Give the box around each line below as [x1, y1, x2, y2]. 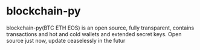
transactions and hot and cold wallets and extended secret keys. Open [6, 30, 182, 37]
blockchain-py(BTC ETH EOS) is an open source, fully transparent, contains [6, 24, 195, 31]
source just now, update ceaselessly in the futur [6, 37, 126, 44]
